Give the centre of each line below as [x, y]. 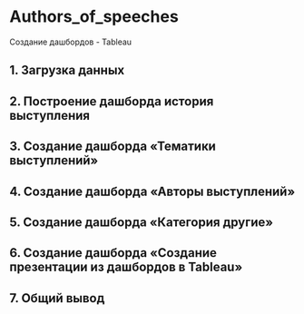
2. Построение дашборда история [112, 101]
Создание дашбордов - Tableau [71, 42]
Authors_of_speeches [94, 17]
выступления [50, 115]
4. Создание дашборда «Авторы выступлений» [152, 191]
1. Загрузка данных [67, 70]
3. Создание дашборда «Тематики [113, 147]
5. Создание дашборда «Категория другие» [142, 222]
